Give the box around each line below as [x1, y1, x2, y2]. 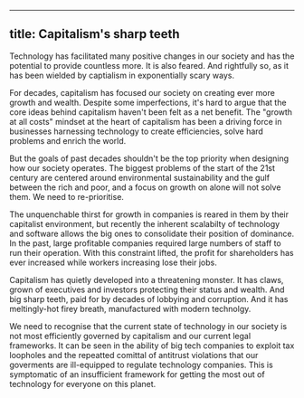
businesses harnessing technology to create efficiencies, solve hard [9, 126, 264, 137]
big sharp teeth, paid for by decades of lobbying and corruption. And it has [9, 293, 289, 304]
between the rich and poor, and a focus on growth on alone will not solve [9, 182, 281, 193]
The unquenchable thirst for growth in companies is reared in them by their [9, 209, 290, 220]
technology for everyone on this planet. [9, 378, 157, 389]
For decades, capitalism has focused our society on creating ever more [9, 87, 276, 98]
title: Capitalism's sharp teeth [9, 26, 180, 42]
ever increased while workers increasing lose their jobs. [9, 257, 217, 268]
